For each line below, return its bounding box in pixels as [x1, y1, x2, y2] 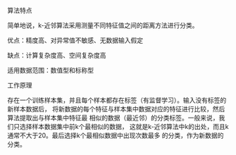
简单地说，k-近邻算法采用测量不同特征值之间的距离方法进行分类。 [7, 21, 199, 30]
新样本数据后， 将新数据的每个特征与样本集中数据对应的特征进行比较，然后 [7, 105, 225, 113]
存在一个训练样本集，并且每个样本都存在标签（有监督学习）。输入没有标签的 [7, 96, 227, 104]
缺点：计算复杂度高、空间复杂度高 [7, 51, 106, 59]
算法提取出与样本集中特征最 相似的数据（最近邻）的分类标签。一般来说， [7, 113, 219, 122]
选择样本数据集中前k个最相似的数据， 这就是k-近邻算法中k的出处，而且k [19, 123, 229, 130]
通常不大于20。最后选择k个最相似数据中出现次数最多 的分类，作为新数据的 [7, 131, 224, 139]
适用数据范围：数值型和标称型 [7, 66, 94, 74]
